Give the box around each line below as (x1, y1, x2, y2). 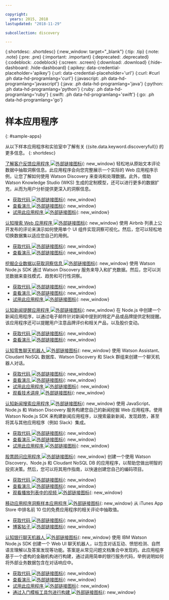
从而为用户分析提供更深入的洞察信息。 (14, 186, 94, 192)
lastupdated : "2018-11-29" (5, 21, 62, 26)
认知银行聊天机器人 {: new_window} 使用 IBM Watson (5, 534, 147, 540)
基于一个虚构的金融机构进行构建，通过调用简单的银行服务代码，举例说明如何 (5, 554, 164, 560)
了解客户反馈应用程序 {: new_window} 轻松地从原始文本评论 (5, 161, 161, 167)
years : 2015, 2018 (10, 16, 49, 22)
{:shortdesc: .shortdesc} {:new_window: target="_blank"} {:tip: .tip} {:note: (5, 48, 159, 55)
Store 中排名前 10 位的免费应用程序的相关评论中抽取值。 (5, 507, 122, 513)
